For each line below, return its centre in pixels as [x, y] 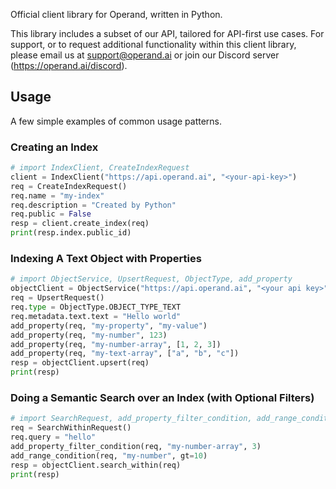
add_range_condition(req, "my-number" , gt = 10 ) [109, 455]
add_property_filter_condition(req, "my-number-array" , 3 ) [136, 446]
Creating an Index [54, 147]
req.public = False [51, 214]
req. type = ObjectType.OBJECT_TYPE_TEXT [96, 307]
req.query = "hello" [53, 437]
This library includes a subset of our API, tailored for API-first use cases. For [167, 33]
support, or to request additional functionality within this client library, [153, 44]
